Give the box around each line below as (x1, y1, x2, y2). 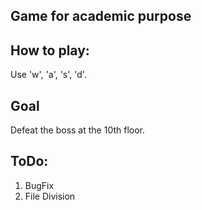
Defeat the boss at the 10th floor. (10, 124, 146, 136)
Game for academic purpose (10, 8, 192, 25)
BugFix (24, 179, 55, 191)
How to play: (10, 42, 90, 59)
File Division (24, 190, 76, 202)
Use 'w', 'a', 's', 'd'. (10, 69, 87, 81)
